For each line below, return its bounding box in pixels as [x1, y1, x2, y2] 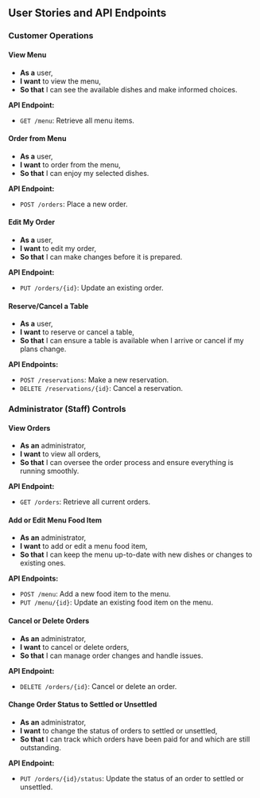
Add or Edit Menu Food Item [8, 515, 102, 525]
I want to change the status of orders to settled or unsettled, [19, 726, 218, 735]
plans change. [19, 344, 67, 354]
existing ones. [19, 558, 66, 568]
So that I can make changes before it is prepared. [19, 252, 183, 261]
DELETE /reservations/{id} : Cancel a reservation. [19, 384, 183, 393]
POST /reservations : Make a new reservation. [19, 375, 169, 385]
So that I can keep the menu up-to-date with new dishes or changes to [19, 550, 253, 560]
